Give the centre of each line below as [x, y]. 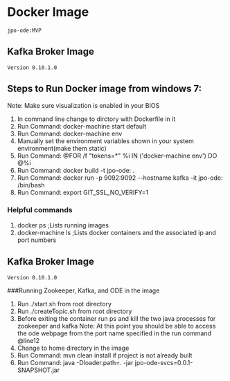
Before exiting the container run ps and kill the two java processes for [116, 318]
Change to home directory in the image [73, 348]
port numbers [37, 240]
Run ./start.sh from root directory [64, 304]
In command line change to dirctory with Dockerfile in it [96, 119]
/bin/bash [31, 185]
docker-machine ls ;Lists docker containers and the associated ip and [116, 232]
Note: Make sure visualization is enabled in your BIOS [83, 105]
